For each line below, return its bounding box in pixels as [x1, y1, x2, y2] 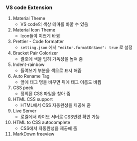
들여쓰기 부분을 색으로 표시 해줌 [20, 67, 82, 73]
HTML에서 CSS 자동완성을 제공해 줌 [20, 102, 91, 108]
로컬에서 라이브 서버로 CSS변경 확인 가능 [20, 114, 100, 120]
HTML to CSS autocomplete [12, 119, 71, 125]
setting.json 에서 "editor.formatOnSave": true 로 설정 [20, 44, 133, 50]
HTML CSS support [12, 96, 53, 102]
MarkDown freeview [12, 131, 55, 137]
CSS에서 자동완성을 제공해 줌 [20, 125, 78, 131]
